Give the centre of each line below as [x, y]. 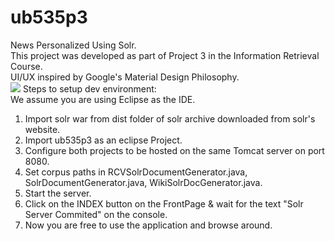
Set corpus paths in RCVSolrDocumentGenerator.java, [136, 172]
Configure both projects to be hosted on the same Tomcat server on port [174, 150]
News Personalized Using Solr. [73, 45]
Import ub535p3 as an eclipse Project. [103, 140]
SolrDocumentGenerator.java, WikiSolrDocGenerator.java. [143, 182]
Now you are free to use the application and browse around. [148, 225]
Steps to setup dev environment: [89, 88]
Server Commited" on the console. [96, 214]
